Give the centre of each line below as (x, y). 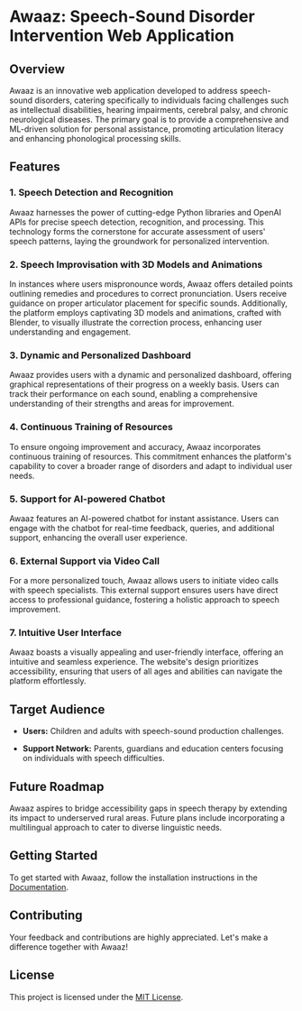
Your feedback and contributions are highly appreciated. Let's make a (139, 937)
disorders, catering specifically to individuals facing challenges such (162, 100)
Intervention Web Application (122, 36)
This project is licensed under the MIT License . (96, 997)
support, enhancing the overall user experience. (98, 538)
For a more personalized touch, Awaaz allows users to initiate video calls (144, 581)
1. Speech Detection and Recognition (92, 193)
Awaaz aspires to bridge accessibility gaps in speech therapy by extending (148, 808)
